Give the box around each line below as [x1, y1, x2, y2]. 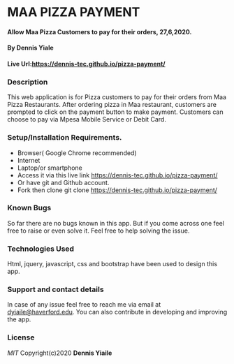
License [7, 333, 35, 342]
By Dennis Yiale [7, 43, 54, 52]
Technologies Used [7, 244, 75, 254]
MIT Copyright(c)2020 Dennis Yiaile [7, 349, 112, 357]
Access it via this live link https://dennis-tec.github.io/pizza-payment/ [17, 170, 218, 179]
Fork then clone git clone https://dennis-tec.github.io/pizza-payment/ [17, 186, 218, 194]
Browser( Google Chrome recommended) [17, 148, 138, 157]
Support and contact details [7, 284, 104, 294]
